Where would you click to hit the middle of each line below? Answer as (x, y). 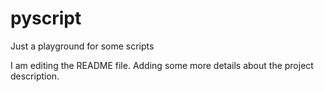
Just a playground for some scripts (82, 46)
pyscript (46, 18)
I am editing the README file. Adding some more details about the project (162, 65)
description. (35, 76)
